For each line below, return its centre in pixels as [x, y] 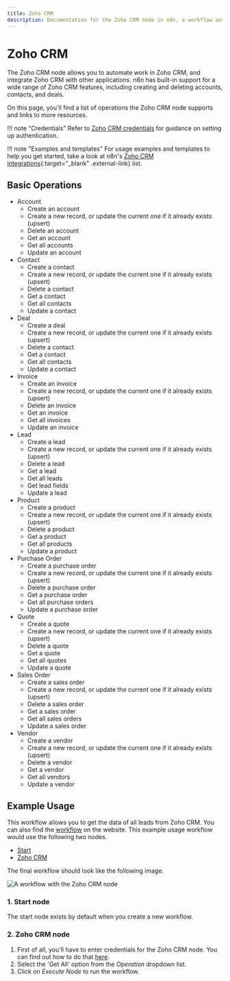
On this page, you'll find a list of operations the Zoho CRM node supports [110, 108]
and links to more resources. [47, 115]
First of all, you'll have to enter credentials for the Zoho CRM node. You [117, 949]
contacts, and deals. [36, 95]
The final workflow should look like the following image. [86, 871]
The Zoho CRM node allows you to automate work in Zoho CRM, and [104, 73]
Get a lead [42, 471]
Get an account [49, 238]
